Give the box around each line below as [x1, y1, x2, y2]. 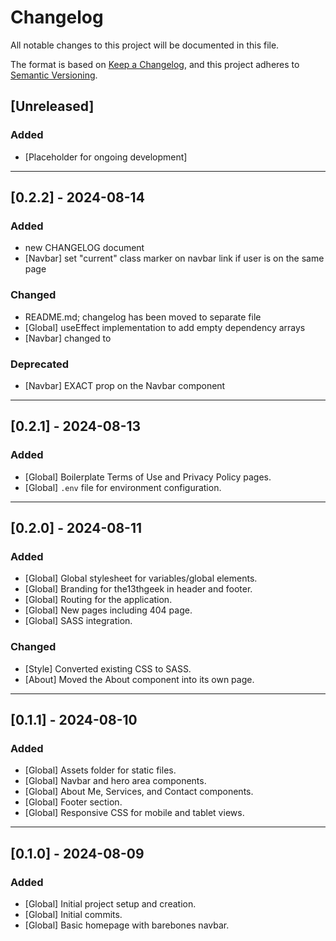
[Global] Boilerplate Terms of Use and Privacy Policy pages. [24, 471, 272, 483]
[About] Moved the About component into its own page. [24, 673, 255, 685]
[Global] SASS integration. [24, 615, 133, 627]
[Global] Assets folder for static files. [24, 764, 177, 776]
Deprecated [10, 357, 70, 371]
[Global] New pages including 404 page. [24, 604, 193, 616]
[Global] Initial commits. [24, 908, 123, 920]
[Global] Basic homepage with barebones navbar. [24, 919, 230, 931]
